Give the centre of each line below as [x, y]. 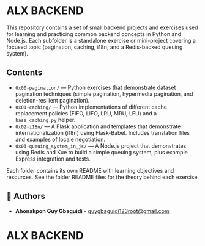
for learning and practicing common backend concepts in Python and [94, 34]
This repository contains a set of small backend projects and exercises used [102, 27]
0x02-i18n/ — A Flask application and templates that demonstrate [98, 126]
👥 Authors [26, 196]
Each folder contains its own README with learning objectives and [90, 170]
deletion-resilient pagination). [52, 100]
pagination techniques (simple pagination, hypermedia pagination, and [104, 94]
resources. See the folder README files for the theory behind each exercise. [103, 177]
